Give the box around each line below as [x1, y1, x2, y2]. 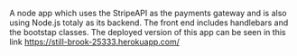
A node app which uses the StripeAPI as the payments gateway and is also [9, 8, 287, 18]
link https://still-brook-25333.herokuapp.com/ [9, 36, 181, 47]
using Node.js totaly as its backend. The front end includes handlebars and [9, 17, 289, 28]
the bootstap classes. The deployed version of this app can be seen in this [9, 27, 286, 37]
